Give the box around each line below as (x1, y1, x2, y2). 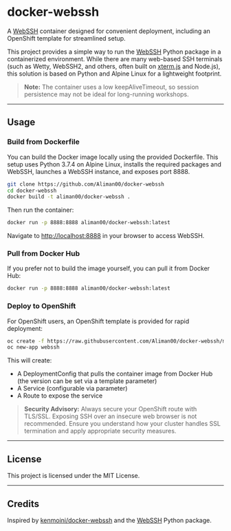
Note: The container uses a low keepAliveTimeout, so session (23, 83, 199, 91)
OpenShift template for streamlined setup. (7, 34, 126, 42)
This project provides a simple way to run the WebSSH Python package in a (7, 47, 221, 56)
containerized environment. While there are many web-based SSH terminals (7, 54, 223, 63)
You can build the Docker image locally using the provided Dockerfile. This (7, 153, 219, 161)
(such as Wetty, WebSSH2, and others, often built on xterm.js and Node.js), (7, 62, 221, 70)
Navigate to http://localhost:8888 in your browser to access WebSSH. (7, 232, 205, 240)
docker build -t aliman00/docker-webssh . (7, 193, 131, 200)
